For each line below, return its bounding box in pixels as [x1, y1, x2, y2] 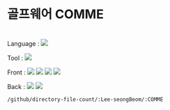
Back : [7, 83, 26, 91]
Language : [7, 40, 40, 48]
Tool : [7, 54, 24, 63]
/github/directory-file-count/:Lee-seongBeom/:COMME [7, 96, 164, 103]
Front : [7, 68, 26, 77]
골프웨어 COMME [7, 6, 105, 22]
